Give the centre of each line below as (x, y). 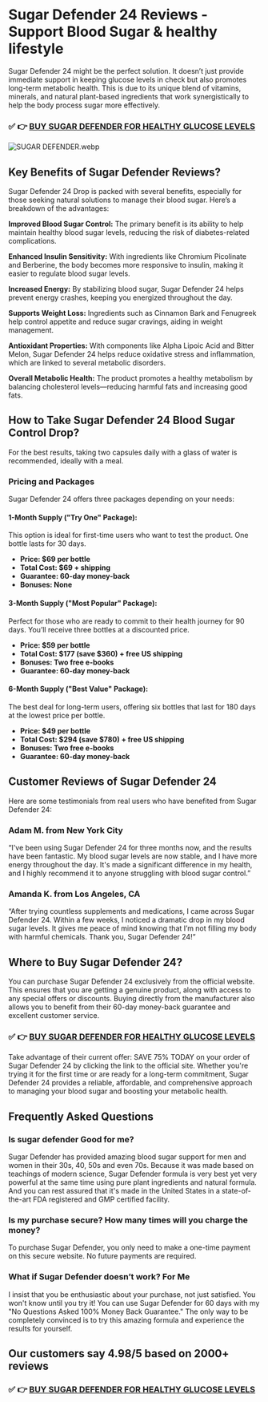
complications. (33, 241)
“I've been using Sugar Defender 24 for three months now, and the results (130, 847)
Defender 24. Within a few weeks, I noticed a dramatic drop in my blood (127, 920)
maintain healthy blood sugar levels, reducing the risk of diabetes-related (129, 232)
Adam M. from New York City (66, 830)
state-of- (236, 1190)
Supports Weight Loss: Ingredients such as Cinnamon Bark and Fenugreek (132, 313)
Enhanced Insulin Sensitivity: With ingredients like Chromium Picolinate (127, 257)
